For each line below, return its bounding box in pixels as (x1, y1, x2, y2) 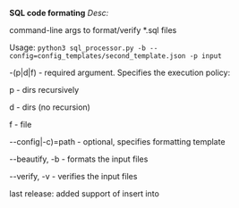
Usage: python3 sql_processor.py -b (9, 42, 146, 53)
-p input (189, 52, 222, 61)
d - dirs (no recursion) (9, 102, 91, 112)
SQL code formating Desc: (9, 8, 109, 18)
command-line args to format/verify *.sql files (9, 25, 177, 35)
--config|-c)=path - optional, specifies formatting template (9, 137, 226, 146)
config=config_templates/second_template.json (9, 52, 186, 61)
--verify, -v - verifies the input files (9, 171, 138, 181)
